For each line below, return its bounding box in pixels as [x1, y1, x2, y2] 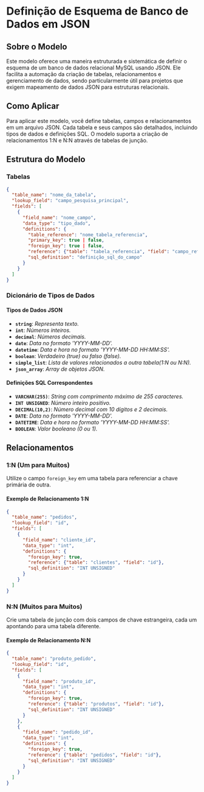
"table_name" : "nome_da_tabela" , [12, 192, 97, 198]
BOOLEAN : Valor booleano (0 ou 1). [15, 425, 98, 432]
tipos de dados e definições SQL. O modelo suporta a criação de [6, 130, 169, 138]
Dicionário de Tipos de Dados [6, 291, 95, 300]
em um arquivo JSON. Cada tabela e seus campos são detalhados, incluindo [6, 124, 198, 131]
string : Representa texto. [15, 320, 79, 327]
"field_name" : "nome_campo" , [22, 214, 97, 220]
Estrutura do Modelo [6, 154, 86, 165]
